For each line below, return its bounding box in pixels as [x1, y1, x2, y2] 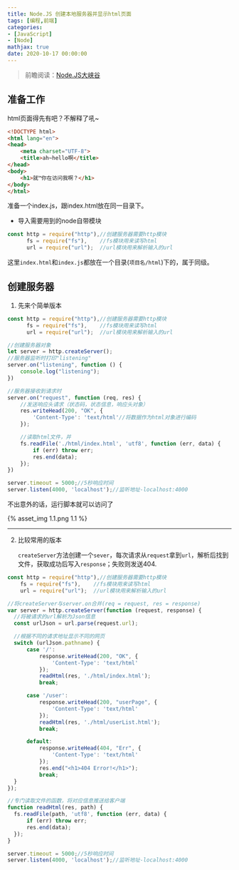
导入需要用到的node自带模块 [17, 217, 102, 225]
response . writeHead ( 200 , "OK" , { [38, 652, 139, 660]
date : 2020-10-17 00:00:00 [7, 51, 87, 58]
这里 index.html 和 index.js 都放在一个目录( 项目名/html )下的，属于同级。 [7, 258, 213, 267]
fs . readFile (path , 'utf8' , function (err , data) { [14, 811, 167, 818]
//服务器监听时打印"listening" [7, 354, 92, 362]
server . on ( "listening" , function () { [7, 362, 122, 369]
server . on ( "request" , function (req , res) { [7, 394, 142, 401]
